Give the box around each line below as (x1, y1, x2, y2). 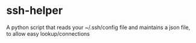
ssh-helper (6, 4, 63, 18)
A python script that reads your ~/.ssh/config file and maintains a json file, (6, 24, 191, 31)
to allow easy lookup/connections (6, 30, 90, 37)
